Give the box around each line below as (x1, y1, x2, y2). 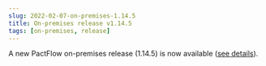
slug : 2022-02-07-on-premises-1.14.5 (8, 11, 136, 20)
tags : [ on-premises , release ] (8, 27, 111, 35)
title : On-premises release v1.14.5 (8, 19, 132, 27)
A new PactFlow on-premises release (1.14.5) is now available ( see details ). (8, 49, 259, 59)
